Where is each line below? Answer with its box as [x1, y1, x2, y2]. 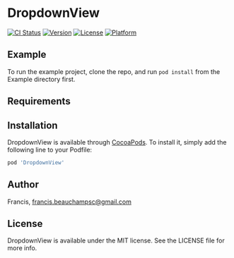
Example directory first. [7, 75, 76, 83]
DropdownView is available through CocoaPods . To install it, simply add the [7, 137, 227, 146]
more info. [7, 244, 37, 252]
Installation [7, 119, 58, 131]
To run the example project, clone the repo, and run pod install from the [7, 67, 221, 75]
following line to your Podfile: [7, 145, 93, 154]
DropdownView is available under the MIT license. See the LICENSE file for [7, 236, 225, 245]
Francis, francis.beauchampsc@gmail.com [7, 197, 132, 206]
